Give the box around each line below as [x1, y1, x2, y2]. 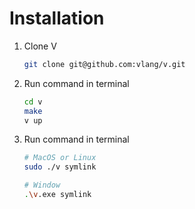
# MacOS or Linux [23, 153, 97, 163]
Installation [9, 7, 105, 30]
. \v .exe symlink [23, 190, 92, 200]
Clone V [23, 40, 57, 52]
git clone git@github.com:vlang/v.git [23, 59, 186, 69]
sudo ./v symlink [23, 162, 97, 172]
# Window [23, 180, 61, 191]
